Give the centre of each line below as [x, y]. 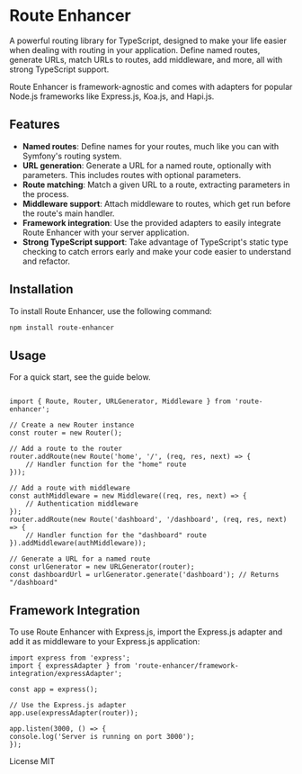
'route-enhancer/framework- [187, 666]
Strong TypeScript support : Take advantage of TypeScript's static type [155, 242]
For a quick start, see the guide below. [80, 377]
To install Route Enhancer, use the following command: [111, 310]
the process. [45, 193]
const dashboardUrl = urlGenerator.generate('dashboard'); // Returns [144, 575]
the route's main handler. [68, 213]
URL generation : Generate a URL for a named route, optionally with [147, 165]
